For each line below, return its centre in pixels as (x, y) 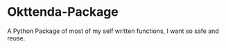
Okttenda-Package (63, 12)
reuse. (16, 38)
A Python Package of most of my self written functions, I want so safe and (113, 31)
